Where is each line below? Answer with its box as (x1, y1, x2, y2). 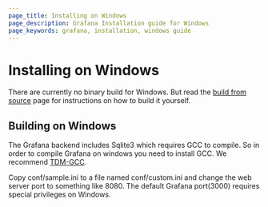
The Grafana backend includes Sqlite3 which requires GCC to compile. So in (8, 141, 260, 150)
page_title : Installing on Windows (8, 11, 127, 20)
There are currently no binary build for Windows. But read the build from (8, 87, 246, 97)
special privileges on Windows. (8, 189, 111, 200)
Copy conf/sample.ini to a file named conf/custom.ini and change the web (8, 173, 252, 182)
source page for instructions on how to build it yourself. (8, 96, 191, 105)
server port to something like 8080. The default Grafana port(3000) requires (8, 181, 260, 191)
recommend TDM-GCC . (8, 157, 87, 167)
